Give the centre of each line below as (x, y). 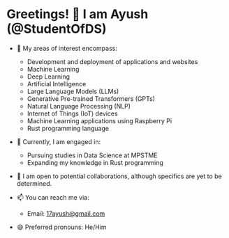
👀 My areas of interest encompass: (67, 48)
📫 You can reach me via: (53, 197)
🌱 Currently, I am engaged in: (59, 141)
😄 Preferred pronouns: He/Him (61, 227)
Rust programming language (68, 128)
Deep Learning (49, 77)
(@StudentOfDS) (57, 29)
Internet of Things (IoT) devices (72, 113)
